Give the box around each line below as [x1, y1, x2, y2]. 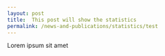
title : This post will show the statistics [7, 16, 137, 23]
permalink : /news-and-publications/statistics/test [7, 23, 158, 29]
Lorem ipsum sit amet [7, 42, 69, 50]
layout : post [7, 10, 45, 17]
